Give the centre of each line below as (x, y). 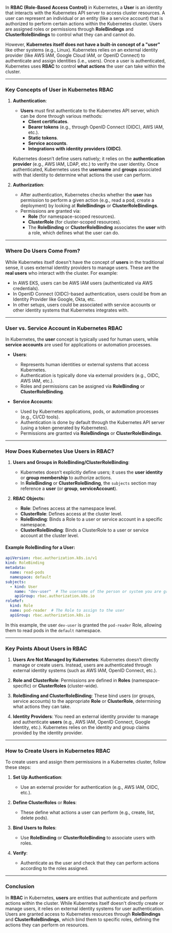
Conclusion (20, 886)
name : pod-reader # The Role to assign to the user (67, 611)
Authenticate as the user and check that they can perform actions (90, 863)
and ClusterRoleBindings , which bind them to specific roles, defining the (82, 919)
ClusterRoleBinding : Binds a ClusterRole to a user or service (84, 530)
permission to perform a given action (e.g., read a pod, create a (87, 200)
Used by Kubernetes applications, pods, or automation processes (89, 411)
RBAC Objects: (29, 499)
